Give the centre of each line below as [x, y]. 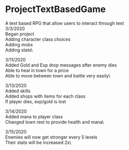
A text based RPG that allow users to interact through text [64, 23]
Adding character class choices [38, 39]
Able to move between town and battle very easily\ [58, 76]
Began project [20, 34]
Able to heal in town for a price [37, 70]
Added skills [18, 91]
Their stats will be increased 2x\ [38, 142]
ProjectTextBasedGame [55, 9]
